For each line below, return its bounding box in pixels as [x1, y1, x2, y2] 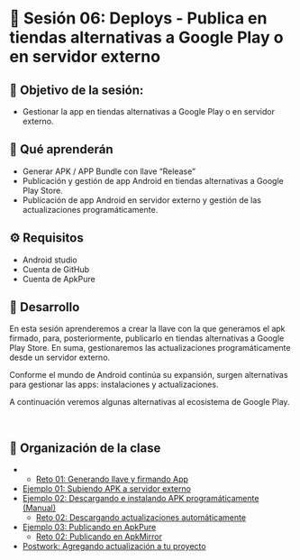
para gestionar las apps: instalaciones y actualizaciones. [9, 379, 219, 390]
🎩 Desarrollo [9, 299, 80, 315]
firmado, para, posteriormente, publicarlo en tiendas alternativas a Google [9, 333, 285, 344]
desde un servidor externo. [9, 352, 111, 363]
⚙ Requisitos [9, 230, 84, 246]
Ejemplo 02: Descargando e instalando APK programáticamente [22, 493, 259, 504]
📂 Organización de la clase [9, 440, 161, 455]
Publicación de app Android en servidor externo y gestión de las [22, 194, 261, 206]
